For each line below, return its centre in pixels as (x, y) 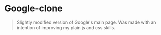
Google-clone (34, 9)
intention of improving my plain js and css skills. (66, 27)
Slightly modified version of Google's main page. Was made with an (86, 22)
